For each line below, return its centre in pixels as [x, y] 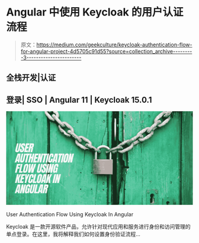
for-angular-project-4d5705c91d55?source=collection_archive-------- [106, 51]
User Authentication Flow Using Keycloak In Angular [70, 214]
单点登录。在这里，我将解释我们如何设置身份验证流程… [73, 234]
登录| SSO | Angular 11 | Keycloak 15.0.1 [79, 100]
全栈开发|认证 [31, 78]
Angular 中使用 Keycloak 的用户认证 [95, 12]
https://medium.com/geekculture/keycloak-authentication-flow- [114, 45]
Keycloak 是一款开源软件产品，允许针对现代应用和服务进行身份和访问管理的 [98, 227]
